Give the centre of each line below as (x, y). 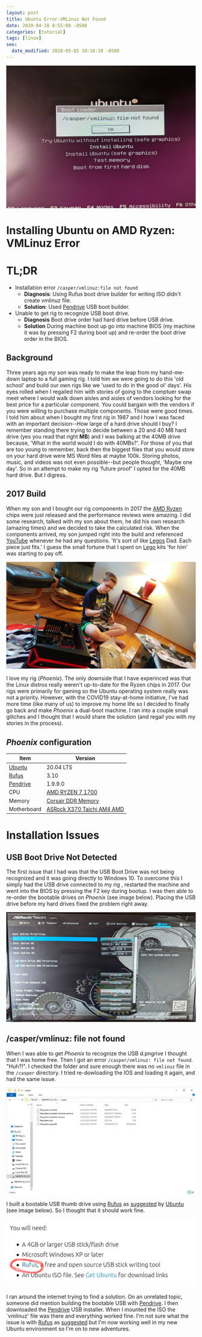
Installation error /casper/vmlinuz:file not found (76, 287)
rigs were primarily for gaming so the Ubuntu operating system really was (97, 691)
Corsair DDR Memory (73, 801)
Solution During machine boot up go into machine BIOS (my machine (109, 326)
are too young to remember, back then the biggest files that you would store (100, 449)
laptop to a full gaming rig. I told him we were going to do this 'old (103, 379)
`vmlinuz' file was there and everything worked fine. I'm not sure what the (97, 1316)
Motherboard (25, 809)
